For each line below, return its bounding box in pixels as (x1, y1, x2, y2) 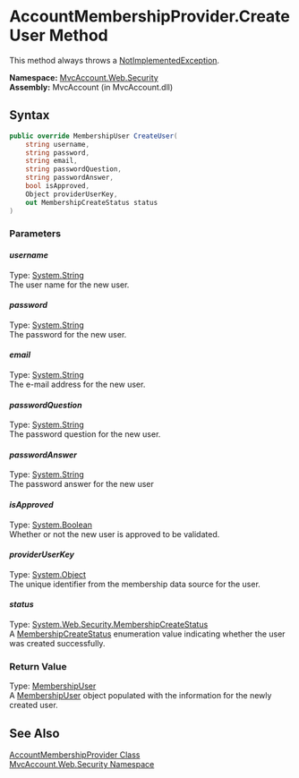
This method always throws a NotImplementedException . (9, 55, 220, 65)
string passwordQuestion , (25, 165, 123, 174)
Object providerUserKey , (25, 190, 118, 199)
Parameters (9, 227, 61, 240)
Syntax (9, 107, 50, 123)
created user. (9, 700, 58, 711)
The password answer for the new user (9, 479, 155, 490)
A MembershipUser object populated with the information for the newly (9, 690, 272, 701)
